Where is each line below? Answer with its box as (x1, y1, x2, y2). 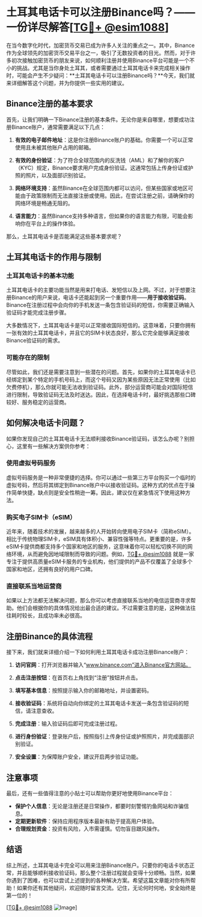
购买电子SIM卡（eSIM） (6, 513, 76, 522)
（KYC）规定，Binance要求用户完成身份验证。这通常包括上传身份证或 (14, 164, 188, 171)
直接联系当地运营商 (6, 582, 62, 591)
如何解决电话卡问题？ (6, 418, 85, 428)
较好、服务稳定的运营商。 (6, 399, 70, 406)
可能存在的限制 (6, 353, 50, 362)
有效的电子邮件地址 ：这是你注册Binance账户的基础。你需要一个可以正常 (14, 136, 194, 143)
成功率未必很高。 (43, 612, 85, 619)
